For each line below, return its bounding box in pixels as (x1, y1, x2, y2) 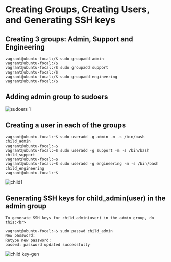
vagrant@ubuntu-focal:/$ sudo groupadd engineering (5, 74, 117, 79)
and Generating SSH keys (5, 14, 116, 26)
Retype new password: (5, 237, 52, 243)
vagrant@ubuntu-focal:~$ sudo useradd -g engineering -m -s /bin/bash (5, 161, 159, 166)
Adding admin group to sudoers (5, 92, 108, 101)
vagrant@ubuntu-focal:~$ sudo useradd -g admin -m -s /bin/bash (5, 134, 145, 139)
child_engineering (5, 165, 44, 171)
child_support (5, 152, 36, 157)
